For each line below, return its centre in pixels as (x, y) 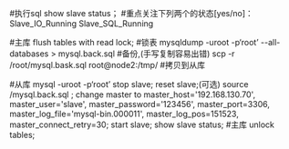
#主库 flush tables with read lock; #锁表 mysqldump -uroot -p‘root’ (134, 42)
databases (29, 54)
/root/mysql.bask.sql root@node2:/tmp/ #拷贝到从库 (107, 65)
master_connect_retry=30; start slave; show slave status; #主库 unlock (142, 124)
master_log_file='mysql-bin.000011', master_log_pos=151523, (124, 114)
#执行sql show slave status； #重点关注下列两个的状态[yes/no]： (131, 13)
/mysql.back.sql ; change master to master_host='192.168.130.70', (133, 94)
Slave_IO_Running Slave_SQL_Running (82, 24)
